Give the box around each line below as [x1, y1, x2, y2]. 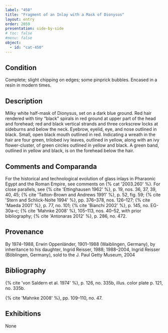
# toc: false [5, 31, 33, 36]
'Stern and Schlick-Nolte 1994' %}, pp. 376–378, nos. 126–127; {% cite [5, 197, 150, 203]
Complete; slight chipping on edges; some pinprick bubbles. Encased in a [5, 77, 157, 83]
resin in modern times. [5, 82, 52, 88]
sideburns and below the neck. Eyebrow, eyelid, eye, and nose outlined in [5, 126, 157, 132]
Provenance [5, 228, 44, 236]
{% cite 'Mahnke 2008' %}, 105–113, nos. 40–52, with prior [20, 208, 141, 214]
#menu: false [5, 36, 33, 41]
